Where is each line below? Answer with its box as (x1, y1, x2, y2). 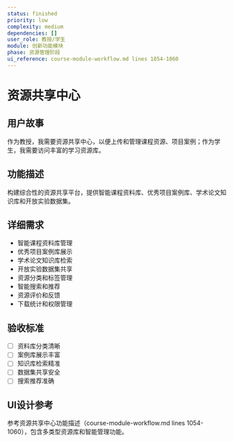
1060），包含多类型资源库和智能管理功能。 (7, 427, 129, 436)
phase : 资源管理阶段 (7, 49, 61, 56)
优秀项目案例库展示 (17, 248, 73, 256)
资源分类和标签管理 (17, 274, 73, 282)
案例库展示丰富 (17, 351, 61, 359)
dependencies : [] (7, 29, 58, 37)
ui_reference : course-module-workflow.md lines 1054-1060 (7, 56, 179, 63)
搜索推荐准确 (17, 377, 54, 385)
